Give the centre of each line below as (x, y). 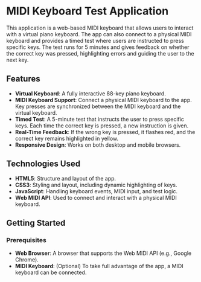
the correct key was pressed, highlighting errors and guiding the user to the (100, 53)
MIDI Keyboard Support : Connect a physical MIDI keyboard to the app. (103, 100)
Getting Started (36, 223)
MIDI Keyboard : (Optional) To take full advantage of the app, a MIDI (99, 266)
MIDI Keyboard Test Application (88, 11)
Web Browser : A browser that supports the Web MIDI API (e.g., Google (103, 253)
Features (23, 79)
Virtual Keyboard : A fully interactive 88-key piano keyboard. (90, 93)
